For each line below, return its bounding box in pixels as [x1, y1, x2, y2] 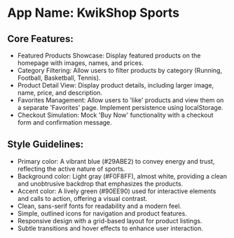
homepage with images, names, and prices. [17, 59, 144, 67]
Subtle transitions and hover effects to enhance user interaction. [17, 224, 203, 232]
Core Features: [7, 33, 74, 45]
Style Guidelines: [7, 139, 84, 150]
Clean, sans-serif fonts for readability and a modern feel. [17, 202, 182, 210]
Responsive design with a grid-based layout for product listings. [17, 216, 202, 225]
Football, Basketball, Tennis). [17, 73, 101, 82]
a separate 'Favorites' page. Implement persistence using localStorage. [17, 104, 223, 111]
